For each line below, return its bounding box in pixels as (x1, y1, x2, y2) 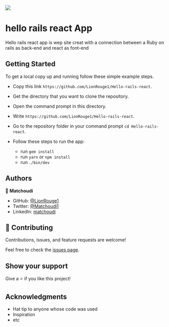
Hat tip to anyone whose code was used (12, 306, 98, 312)
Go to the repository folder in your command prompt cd (12, 123, 130, 129)
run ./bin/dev (20, 159, 50, 165)
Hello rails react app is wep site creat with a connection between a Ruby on (5, 39, 164, 46)
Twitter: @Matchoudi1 (12, 203, 59, 209)
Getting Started (5, 59, 56, 69)
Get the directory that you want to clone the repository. (12, 93, 129, 99)
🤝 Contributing (5, 223, 53, 232)
